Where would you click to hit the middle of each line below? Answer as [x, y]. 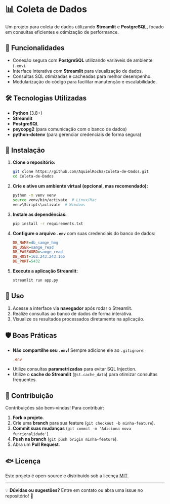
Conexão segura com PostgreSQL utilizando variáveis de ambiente [82, 60]
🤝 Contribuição [29, 396]
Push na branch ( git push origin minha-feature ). [65, 439]
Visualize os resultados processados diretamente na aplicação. [78, 319]
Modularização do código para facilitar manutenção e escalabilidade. [84, 81]
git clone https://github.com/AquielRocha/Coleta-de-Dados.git [81, 172]
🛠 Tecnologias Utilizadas [46, 98]
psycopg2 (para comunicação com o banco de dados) [70, 129]
